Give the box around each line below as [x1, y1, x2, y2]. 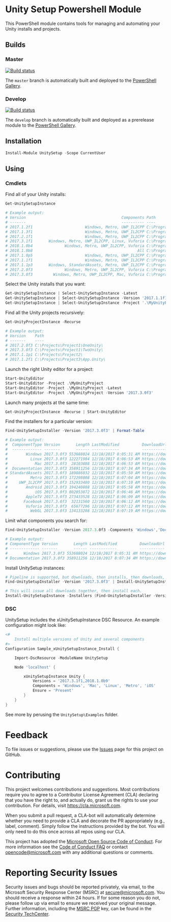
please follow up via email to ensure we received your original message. [5, 900, 157, 906]
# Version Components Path [5, 215, 156, 220]
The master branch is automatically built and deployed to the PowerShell [5, 77, 157, 83]
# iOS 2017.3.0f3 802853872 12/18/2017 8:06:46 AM [5, 489, 140, 495]
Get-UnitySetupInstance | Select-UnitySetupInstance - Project [5, 300, 140, 306]
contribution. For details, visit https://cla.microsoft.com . [5, 802, 122, 809]
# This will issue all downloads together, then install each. [5, 589, 142, 594]
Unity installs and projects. [5, 25, 61, 32]
